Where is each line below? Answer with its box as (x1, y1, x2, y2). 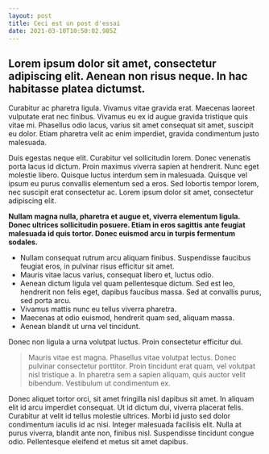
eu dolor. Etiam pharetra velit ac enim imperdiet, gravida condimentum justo (8, 129, 259, 139)
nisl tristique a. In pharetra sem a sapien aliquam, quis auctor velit (27, 370, 246, 380)
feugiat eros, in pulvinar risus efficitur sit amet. (19, 261, 175, 271)
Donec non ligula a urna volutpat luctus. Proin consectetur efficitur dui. (8, 337, 243, 347)
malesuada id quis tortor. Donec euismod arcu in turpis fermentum (8, 229, 236, 239)
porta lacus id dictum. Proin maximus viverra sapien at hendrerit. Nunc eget (8, 162, 259, 172)
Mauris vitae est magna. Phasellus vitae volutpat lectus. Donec (27, 352, 237, 363)
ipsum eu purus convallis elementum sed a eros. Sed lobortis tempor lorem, (8, 179, 259, 189)
